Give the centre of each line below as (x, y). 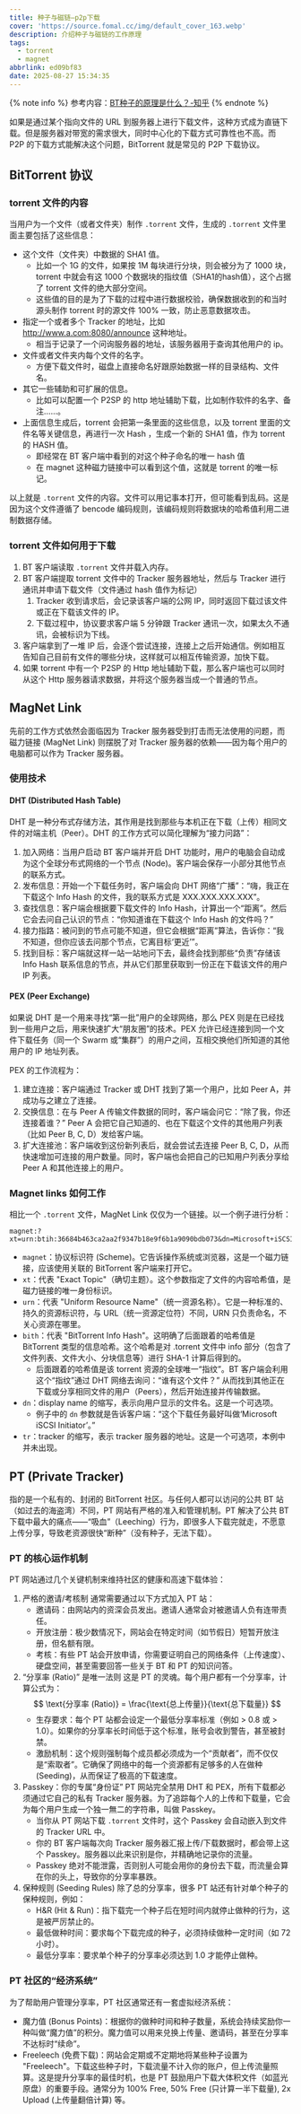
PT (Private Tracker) (67, 1476)
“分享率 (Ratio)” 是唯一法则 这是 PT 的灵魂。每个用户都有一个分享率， (150, 1677)
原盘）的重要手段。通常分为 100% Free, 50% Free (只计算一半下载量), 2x (156, 2088)
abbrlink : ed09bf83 (46, 68)
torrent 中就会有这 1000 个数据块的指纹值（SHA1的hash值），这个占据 (163, 277)
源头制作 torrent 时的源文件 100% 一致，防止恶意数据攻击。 (145, 310)
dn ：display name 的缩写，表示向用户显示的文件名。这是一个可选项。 (150, 1403)
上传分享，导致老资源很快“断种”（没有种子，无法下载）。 (113, 1533)
